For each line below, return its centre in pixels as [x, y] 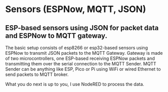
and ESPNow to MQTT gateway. [56, 35]
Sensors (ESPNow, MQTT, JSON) [76, 9]
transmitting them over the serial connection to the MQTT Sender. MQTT [81, 64]
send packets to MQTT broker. [37, 74]
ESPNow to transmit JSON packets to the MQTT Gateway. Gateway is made [84, 53]
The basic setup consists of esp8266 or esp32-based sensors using [77, 48]
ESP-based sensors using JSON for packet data [82, 28]
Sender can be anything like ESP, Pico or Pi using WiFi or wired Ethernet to [83, 69]
